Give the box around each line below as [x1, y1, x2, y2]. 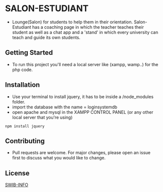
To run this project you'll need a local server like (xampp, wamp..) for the [12, 61, 159, 67]
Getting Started [5, 49, 53, 57]
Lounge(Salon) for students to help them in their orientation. [12, 19, 133, 25]
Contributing [5, 137, 45, 145]
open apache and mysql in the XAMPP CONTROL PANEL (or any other [12, 109, 154, 115]
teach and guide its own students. [12, 35, 81, 40]
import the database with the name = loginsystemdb [12, 104, 118, 110]
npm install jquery [5, 123, 45, 129]
